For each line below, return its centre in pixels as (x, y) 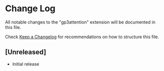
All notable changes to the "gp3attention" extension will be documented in (80, 22)
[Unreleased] (26, 52)
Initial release (26, 64)
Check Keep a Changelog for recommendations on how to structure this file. (82, 37)
